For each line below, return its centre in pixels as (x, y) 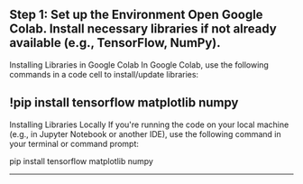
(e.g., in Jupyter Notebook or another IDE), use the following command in (145, 133)
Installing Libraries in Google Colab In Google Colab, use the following (139, 64)
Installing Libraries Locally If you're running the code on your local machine (149, 124)
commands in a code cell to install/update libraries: (104, 74)
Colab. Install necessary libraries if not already (143, 29)
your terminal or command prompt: (74, 143)
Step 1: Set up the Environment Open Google (136, 15)
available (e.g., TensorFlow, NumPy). (115, 43)
